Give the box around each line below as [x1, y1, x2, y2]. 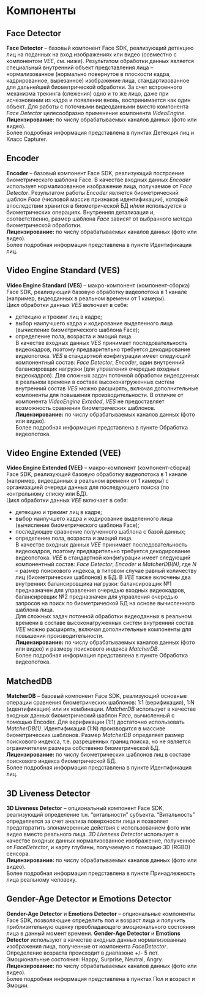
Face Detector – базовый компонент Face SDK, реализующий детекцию [6, 44, 194, 51]
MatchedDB [6, 676, 53, 686]
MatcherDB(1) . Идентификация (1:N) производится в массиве [6, 725, 166, 732]
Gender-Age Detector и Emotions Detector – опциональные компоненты [6, 910, 195, 917]
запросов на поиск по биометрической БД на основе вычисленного [15, 600, 195, 607]
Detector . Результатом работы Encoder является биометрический [6, 189, 179, 196]
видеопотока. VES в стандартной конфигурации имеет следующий [15, 352, 191, 359]
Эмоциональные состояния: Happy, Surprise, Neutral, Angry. [6, 955, 163, 963]
